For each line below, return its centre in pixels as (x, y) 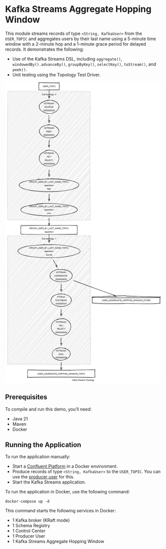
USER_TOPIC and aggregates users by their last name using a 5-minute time (81, 39)
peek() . (20, 69)
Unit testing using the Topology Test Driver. (56, 74)
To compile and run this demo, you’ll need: (48, 409)
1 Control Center (29, 531)
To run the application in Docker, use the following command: (67, 492)
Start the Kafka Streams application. (49, 482)
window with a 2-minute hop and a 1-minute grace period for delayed (76, 44)
